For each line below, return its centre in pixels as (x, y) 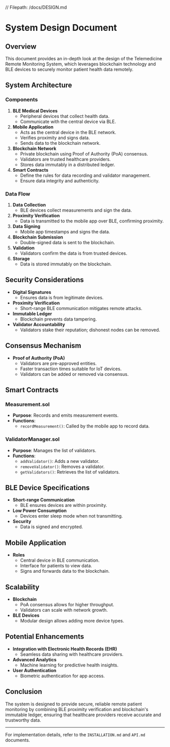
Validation (24, 248)
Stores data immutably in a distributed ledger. (68, 165)
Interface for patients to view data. (56, 566)
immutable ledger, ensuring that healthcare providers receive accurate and (83, 715)
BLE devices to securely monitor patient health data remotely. (69, 69)
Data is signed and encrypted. (52, 527)
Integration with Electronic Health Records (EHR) (65, 649)
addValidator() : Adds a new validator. (60, 461)
